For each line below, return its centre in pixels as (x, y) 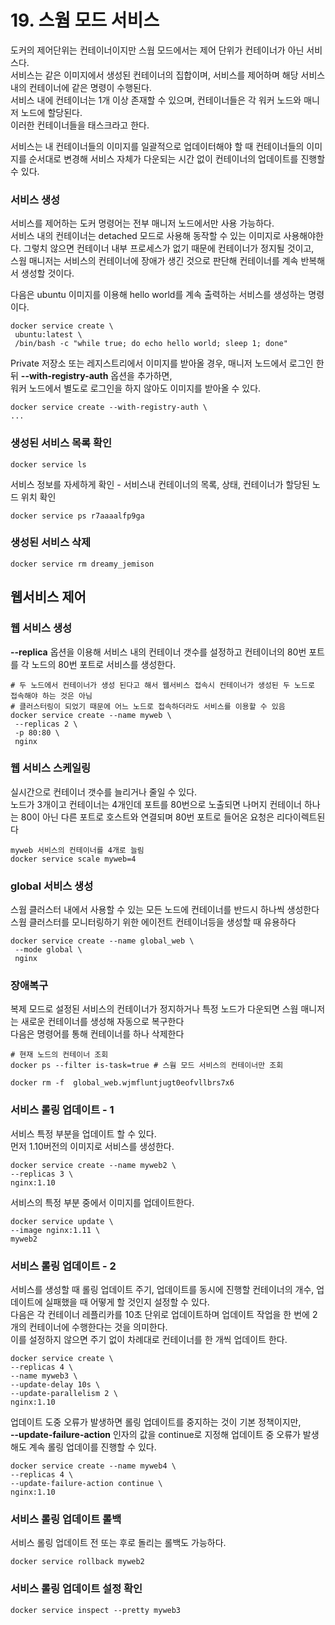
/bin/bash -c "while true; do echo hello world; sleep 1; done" (151, 344)
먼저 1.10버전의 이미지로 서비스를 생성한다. (92, 1146)
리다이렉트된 (301, 817)
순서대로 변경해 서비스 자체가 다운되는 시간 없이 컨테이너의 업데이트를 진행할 (177, 158)
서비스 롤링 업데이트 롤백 (66, 1519)
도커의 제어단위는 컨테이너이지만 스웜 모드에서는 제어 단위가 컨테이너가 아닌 (157, 50)
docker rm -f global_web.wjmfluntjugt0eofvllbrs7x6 (122, 1083)
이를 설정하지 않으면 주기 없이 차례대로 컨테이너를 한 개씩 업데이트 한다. (149, 1339)
